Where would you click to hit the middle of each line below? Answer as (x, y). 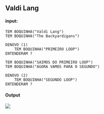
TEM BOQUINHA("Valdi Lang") (35, 31)
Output (13, 95)
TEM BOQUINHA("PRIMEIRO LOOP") (47, 49)
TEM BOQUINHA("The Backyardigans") (42, 36)
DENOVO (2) (17, 75)
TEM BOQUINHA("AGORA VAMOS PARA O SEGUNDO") (53, 66)
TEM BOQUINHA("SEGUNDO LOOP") (46, 79)
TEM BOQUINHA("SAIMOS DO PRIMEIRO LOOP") (49, 62)
